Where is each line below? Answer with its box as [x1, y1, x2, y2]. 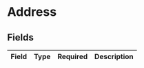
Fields [7, 32, 34, 43]
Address [7, 4, 57, 20]
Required [57, 52, 88, 61]
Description [94, 52, 134, 61]
